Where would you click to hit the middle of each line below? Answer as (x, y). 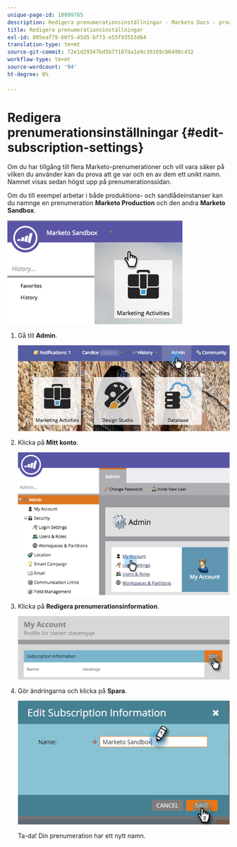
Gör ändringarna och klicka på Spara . (72, 691)
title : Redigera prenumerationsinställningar (75, 30)
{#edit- (202, 132)
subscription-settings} (76, 147)
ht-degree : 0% (28, 74)
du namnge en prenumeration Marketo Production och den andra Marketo (116, 203)
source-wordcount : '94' (42, 67)
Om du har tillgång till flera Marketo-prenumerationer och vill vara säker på (116, 167)
